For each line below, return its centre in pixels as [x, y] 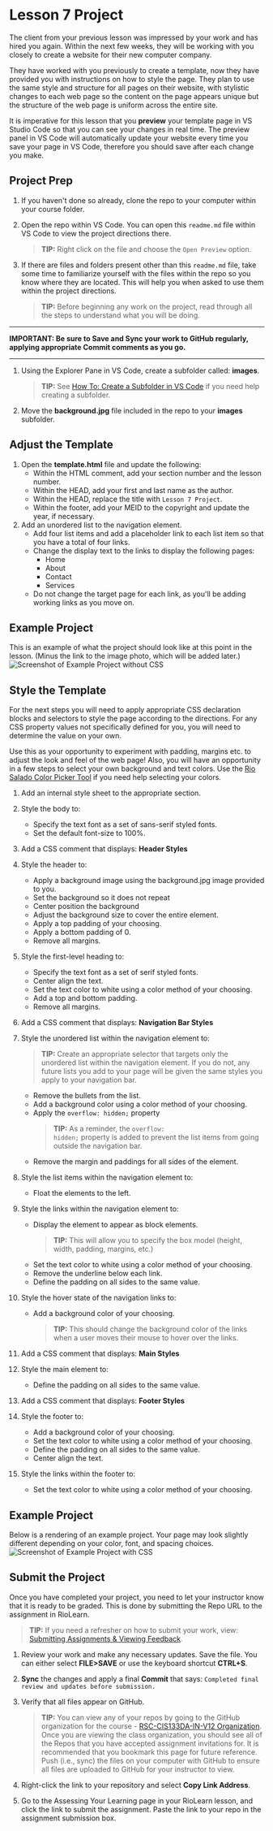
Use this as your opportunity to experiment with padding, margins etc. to [130, 751]
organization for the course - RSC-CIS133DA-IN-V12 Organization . [151, 1726]
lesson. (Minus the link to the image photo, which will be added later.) [125, 656]
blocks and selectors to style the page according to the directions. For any [133, 719]
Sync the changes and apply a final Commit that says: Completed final [140, 1678]
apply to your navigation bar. [89, 1080]
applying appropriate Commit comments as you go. [98, 347]
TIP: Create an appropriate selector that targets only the [135, 1054]
